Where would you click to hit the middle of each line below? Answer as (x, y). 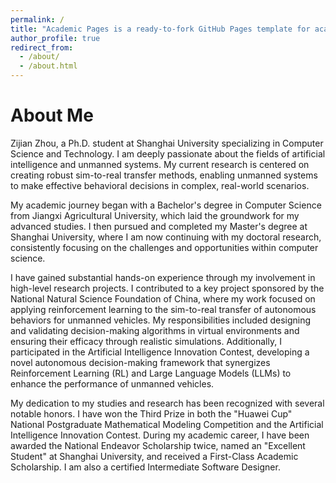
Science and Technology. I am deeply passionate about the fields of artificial (168, 153)
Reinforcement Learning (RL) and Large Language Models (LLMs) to (151, 373)
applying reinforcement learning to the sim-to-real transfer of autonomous (163, 309)
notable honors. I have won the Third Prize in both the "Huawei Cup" (151, 413)
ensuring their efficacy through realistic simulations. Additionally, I (146, 341)
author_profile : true (55, 38)
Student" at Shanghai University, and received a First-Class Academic (154, 456)
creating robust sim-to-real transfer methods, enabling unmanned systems (164, 175)
